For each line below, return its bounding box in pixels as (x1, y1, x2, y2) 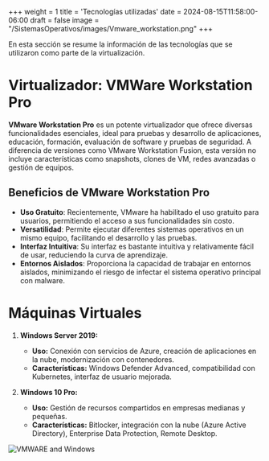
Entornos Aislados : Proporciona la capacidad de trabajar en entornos (19, 258, 251, 268)
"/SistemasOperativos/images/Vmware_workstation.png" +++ (8, 24, 213, 33)
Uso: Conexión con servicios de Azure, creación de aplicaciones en (31, 346, 257, 356)
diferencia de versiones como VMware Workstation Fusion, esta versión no (8, 145, 257, 155)
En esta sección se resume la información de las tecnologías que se (8, 39, 233, 49)
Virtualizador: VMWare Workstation (8, 76, 253, 95)
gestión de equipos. (8, 163, 75, 172)
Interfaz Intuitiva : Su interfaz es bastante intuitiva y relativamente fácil (19, 241, 255, 251)
